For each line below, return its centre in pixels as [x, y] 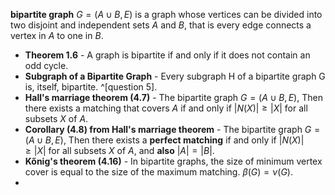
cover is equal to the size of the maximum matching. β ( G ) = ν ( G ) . [158, 172]
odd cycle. [46, 65]
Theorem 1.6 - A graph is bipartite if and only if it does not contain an [167, 55]
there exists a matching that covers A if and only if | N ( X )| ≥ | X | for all [166, 108]
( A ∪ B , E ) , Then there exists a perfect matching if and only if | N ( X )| [164, 140]
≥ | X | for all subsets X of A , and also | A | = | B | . [119, 150]
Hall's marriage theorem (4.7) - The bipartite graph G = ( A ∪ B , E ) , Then [173, 97]
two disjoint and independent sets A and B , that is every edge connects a [161, 25]
